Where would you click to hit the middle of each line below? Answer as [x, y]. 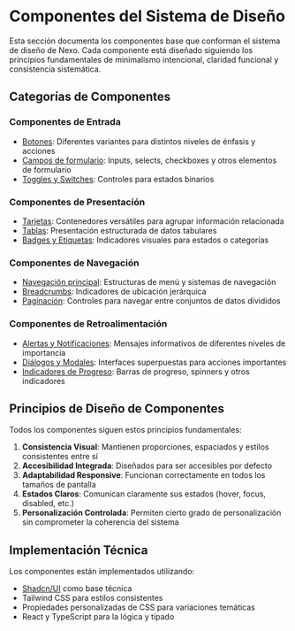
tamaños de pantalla [59, 485]
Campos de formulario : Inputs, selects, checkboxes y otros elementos [149, 160]
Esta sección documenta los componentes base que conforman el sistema [145, 41]
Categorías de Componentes [90, 97]
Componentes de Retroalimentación [88, 324]
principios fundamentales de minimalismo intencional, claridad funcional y [144, 59]
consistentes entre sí [60, 457]
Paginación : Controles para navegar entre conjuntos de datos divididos [151, 301]
